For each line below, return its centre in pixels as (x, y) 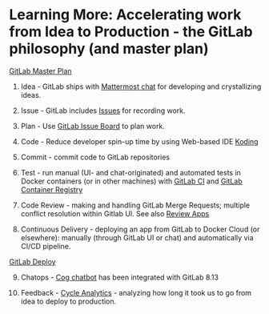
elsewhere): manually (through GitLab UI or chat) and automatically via (137, 237)
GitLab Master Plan (40, 70)
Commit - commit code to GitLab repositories (95, 157)
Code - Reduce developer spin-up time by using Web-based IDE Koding (139, 141)
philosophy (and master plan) (109, 49)
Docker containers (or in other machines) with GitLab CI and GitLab (131, 181)
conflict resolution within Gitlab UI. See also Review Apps (115, 213)
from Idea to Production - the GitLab (131, 32)
